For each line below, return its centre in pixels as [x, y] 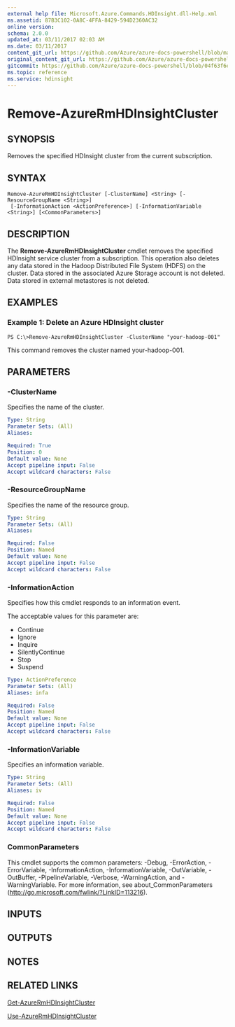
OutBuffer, [22, 877]
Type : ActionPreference [42, 680]
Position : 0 [24, 452]
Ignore [27, 637]
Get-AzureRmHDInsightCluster [51, 1002]
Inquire [28, 644]
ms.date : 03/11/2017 [37, 46]
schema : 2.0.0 [28, 33]
